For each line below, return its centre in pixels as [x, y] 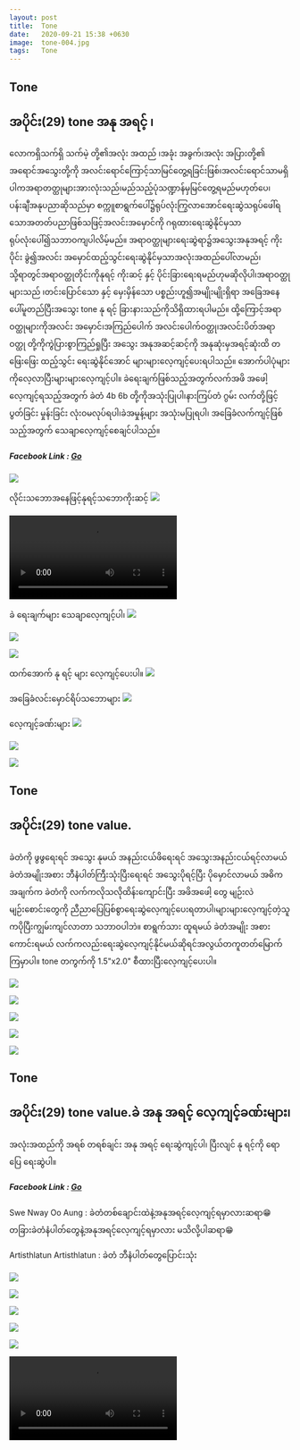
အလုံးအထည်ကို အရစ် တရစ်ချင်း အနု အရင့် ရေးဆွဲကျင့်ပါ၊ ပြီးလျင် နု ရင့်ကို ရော [145, 1144]
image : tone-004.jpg [50, 42]
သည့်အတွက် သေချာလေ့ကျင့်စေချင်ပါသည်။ [85, 431]
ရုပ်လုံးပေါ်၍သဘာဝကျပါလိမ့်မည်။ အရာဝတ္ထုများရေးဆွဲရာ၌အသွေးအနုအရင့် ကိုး [146, 240]
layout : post [33, 17]
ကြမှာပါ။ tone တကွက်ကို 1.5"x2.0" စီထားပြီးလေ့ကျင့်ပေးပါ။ [113, 961]
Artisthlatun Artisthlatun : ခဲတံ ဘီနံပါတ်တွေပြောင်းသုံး [103, 1255]
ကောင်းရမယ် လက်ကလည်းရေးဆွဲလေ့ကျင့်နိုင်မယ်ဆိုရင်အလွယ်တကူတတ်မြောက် [146, 943]
